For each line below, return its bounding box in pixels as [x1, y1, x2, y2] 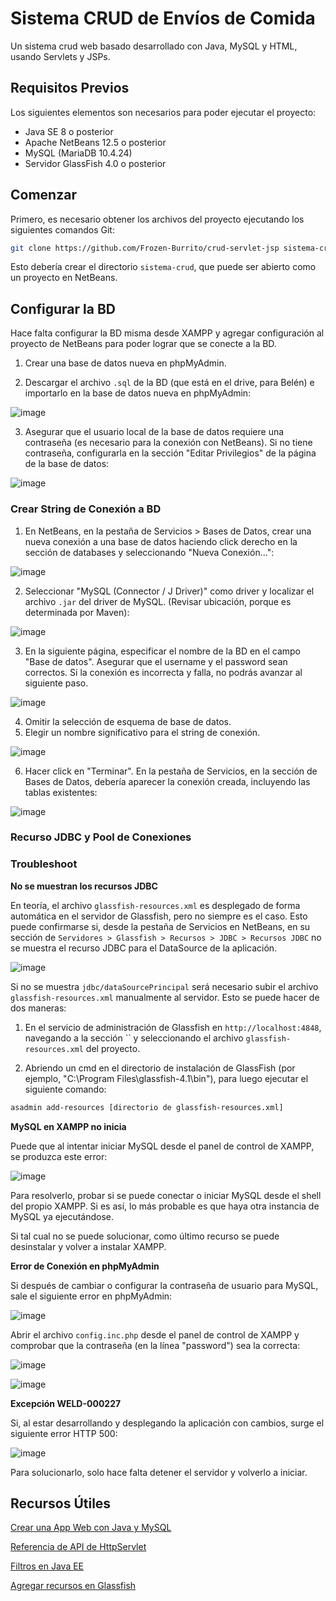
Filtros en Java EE [10, 1560, 85, 1572]
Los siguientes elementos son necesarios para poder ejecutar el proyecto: [10, 106, 317, 118]
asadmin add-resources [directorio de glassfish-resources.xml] [10, 1102, 284, 1112]
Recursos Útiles [10, 1495, 112, 1512]
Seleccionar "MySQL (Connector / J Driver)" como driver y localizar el [24, 585, 315, 597]
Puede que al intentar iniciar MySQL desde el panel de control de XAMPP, [10, 1140, 315, 1152]
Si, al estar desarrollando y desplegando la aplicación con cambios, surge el [10, 1417, 325, 1429]
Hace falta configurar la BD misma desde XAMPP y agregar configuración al [10, 327, 325, 339]
